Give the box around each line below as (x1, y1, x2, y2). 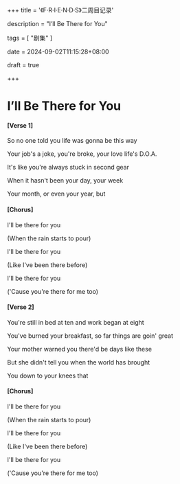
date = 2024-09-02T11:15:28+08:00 (7, 47, 109, 56)
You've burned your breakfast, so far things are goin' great (7, 332, 174, 340)
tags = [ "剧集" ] (7, 34, 53, 42)
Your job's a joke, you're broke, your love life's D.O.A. (7, 150, 157, 158)
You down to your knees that (7, 371, 89, 380)
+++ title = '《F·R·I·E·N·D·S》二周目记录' (7, 6, 114, 14)
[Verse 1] (7, 121, 33, 129)
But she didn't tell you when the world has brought (7, 358, 150, 366)
